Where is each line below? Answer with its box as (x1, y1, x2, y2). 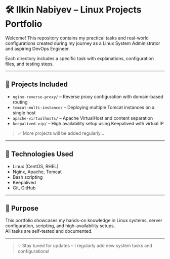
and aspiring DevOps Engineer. (5, 45, 70, 51)
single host (12, 110, 36, 116)
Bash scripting (12, 174, 43, 180)
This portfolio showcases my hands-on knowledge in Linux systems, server (5, 218, 163, 224)
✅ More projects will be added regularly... (17, 130, 105, 136)
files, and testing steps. (5, 61, 54, 67)
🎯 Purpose (5, 204, 39, 213)
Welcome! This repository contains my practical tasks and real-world (5, 35, 149, 41)
